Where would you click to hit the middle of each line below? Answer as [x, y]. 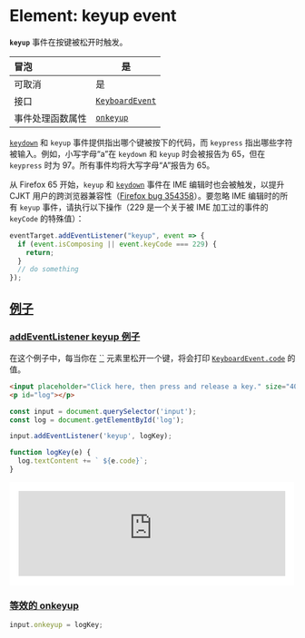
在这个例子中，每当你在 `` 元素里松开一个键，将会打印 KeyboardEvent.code [148, 358]
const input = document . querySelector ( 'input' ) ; [103, 411]
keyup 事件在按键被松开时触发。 [69, 42]
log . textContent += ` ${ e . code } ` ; [83, 461]
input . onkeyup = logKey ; [56, 625]
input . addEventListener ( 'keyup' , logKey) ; [91, 437]
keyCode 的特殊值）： [47, 218]
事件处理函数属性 [51, 118]
